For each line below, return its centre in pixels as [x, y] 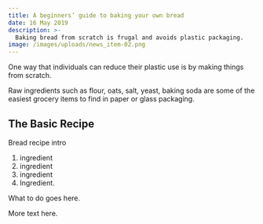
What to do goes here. [44, 198]
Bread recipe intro [37, 142]
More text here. [33, 213]
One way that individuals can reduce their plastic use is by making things [126, 67]
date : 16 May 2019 [38, 23]
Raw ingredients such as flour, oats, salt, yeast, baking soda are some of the [131, 90]
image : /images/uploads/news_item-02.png [77, 45]
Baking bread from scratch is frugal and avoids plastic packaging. [130, 37]
